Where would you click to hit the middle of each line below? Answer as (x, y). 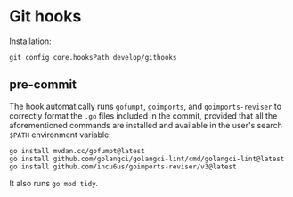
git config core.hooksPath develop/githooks (93, 57)
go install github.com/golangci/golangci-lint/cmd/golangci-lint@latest (147, 159)
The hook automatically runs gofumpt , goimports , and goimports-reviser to (146, 106)
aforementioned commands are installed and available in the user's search (146, 125)
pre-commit (43, 85)
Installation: (30, 41)
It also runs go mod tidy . (54, 183)
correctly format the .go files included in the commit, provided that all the (143, 115)
